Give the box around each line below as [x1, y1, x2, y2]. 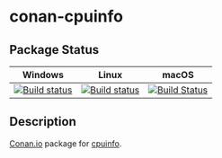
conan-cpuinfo [9, 6, 124, 27]
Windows [22, 69, 65, 81]
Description [9, 114, 76, 129]
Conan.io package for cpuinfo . [9, 137, 122, 149]
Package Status [9, 42, 100, 57]
